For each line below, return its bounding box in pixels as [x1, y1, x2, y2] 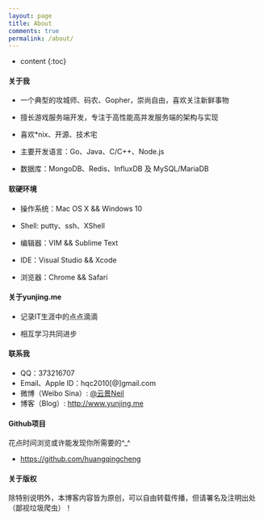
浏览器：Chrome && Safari [19, 272, 108, 282]
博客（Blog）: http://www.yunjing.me [19, 399, 144, 409]
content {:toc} [19, 57, 67, 66]
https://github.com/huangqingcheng [19, 454, 141, 464]
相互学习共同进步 [19, 329, 78, 338]
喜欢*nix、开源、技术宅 [19, 130, 98, 140]
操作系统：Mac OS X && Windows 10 [19, 203, 143, 213]
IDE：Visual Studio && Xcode [19, 255, 117, 265]
